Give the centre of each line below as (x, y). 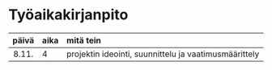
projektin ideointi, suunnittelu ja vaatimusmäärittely (163, 54)
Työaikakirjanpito (68, 15)
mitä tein (83, 40)
